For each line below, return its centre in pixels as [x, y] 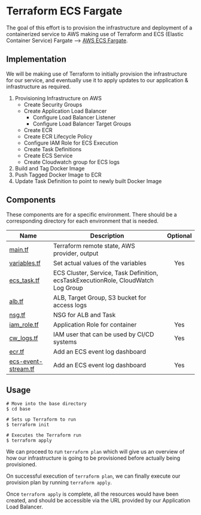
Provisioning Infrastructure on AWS [58, 98]
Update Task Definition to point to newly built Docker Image [88, 181]
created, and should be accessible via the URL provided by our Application [98, 501]
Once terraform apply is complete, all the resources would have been [92, 494]
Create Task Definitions [53, 149]
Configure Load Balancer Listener [74, 117]
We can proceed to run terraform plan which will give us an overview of [95, 452]
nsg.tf [17, 315]
